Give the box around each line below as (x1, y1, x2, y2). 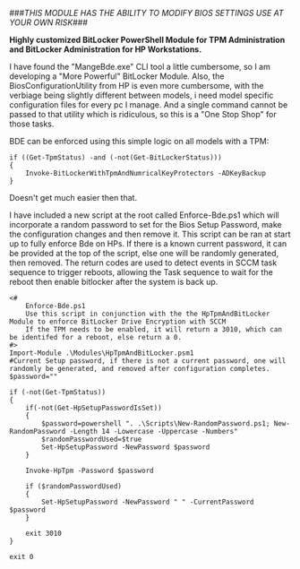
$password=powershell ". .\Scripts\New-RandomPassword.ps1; (41, 419, 270, 428)
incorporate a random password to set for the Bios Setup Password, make (9, 220, 282, 229)
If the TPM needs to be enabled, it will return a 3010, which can (25, 325, 282, 334)
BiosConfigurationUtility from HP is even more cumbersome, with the (9, 81, 264, 91)
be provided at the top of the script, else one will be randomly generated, (9, 248, 279, 258)
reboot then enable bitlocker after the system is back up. (9, 277, 219, 287)
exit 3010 (25, 529, 63, 538)
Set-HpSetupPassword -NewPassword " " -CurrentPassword (41, 497, 254, 506)
